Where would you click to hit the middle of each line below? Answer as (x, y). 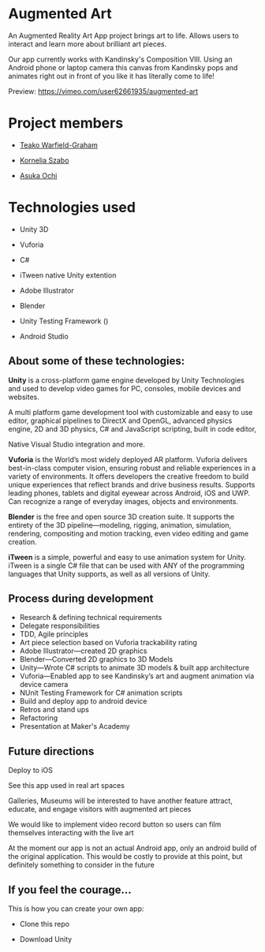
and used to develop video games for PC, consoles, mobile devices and (125, 388)
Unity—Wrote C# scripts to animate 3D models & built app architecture (134, 668)
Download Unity (46, 939)
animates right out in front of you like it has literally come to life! (111, 76)
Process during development (81, 599)
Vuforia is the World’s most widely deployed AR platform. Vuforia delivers (128, 459)
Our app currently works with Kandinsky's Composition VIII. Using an (120, 59)
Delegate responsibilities (60, 626)
